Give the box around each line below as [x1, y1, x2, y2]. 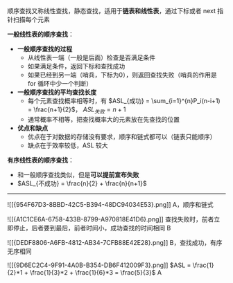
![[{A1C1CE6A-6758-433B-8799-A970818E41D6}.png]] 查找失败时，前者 [7, 214, 214, 223]
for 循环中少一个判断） [27, 80, 92, 87]
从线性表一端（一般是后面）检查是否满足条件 [27, 53, 156, 62]
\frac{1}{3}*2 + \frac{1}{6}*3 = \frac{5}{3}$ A [30, 268, 162, 276]
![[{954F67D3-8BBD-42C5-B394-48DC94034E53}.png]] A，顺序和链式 [7, 200, 214, 208]
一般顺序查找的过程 [17, 45, 73, 53]
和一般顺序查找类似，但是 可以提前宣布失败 [17, 170, 139, 179]
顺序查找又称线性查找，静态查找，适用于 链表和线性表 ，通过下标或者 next [7, 7, 216, 15]
